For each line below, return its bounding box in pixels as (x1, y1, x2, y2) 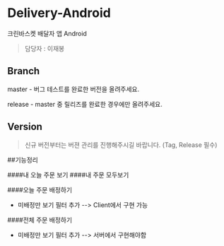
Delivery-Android (7, 5, 111, 21)
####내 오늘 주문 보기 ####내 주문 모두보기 (7, 170, 129, 179)
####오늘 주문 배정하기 (7, 185, 73, 194)
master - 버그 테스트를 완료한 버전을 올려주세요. (7, 85, 140, 93)
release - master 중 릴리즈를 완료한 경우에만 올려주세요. (7, 100, 163, 108)
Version (7, 121, 42, 133)
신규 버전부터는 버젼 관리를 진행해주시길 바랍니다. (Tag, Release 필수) (24, 140, 218, 149)
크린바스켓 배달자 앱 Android (7, 29, 87, 37)
